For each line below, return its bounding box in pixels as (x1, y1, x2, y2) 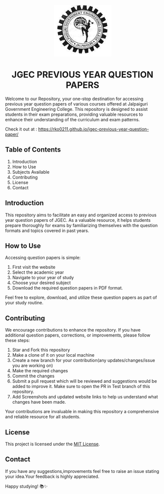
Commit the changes (12, 373, 55, 379)
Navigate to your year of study (12, 275, 74, 281)
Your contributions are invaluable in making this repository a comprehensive (5, 409, 159, 415)
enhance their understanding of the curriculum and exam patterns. (5, 116, 140, 122)
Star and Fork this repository (12, 347, 70, 353)
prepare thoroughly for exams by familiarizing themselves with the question (5, 222, 158, 228)
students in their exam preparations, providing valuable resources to (5, 111, 143, 117)
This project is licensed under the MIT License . (5, 441, 100, 447)
